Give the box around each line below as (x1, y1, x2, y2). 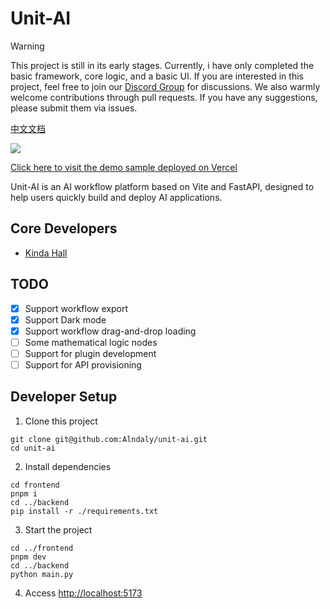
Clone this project (24, 415, 98, 427)
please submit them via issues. (10, 102, 138, 114)
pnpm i (10, 488, 38, 499)
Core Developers (10, 220, 118, 237)
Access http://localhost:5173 (24, 587, 143, 599)
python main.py (10, 569, 74, 579)
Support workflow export (24, 302, 128, 314)
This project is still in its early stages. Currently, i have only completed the (10, 59, 315, 71)
